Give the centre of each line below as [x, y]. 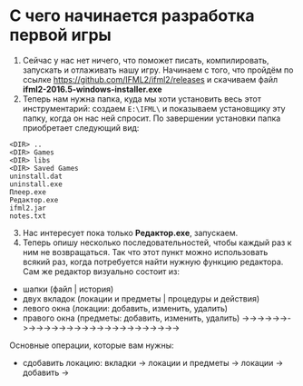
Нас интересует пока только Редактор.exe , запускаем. [130, 233]
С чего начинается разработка [132, 16]
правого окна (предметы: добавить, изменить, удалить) [131, 318]
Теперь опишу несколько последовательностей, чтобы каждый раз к [157, 242]
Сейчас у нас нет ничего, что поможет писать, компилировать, [146, 60]
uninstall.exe [36, 184]
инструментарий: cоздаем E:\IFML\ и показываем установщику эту [154, 108]
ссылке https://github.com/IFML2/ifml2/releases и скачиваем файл [150, 79]
